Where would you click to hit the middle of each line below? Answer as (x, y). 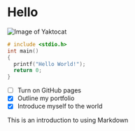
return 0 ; (28, 71)
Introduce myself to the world (60, 106)
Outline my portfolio (46, 98)
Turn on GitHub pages (49, 90)
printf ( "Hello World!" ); (50, 64)
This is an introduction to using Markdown (68, 120)
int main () (23, 51)
